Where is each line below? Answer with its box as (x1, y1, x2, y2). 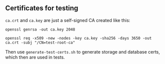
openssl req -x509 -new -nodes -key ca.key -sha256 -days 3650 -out (5, 35, 152, 40)
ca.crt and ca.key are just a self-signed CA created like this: (5, 17, 131, 23)
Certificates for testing (5, 4, 78, 12)
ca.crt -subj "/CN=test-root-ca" (5, 40, 75, 45)
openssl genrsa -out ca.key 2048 (5, 27, 75, 32)
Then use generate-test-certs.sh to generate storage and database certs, (5, 48, 160, 54)
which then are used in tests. (5, 54, 65, 60)
